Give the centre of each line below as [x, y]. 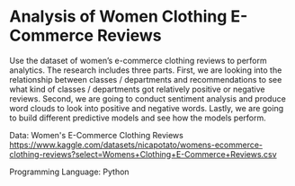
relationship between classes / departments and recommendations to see [146, 79]
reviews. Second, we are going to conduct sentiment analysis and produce [147, 98]
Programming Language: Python [69, 172]
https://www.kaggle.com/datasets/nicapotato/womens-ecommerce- [136, 145]
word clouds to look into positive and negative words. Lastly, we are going [147, 108]
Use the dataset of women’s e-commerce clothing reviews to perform [138, 60]
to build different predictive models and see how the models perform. [138, 118]
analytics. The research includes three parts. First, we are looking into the [146, 70]
